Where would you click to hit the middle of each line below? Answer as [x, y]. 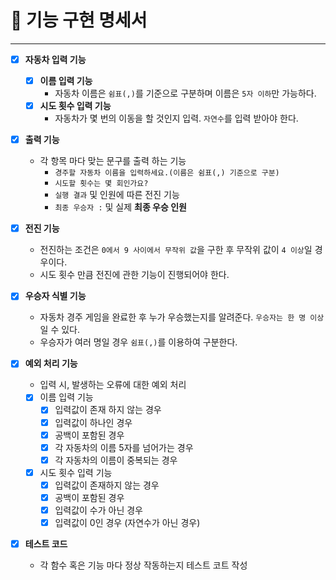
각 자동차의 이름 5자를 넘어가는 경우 [124, 447]
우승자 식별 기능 [55, 296]
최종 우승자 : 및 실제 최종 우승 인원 [120, 207]
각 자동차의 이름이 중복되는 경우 [116, 460]
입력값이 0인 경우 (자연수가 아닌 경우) [127, 522]
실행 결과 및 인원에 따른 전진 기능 [117, 195]
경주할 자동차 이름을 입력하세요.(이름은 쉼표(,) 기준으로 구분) [167, 173]
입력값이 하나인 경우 [93, 422]
